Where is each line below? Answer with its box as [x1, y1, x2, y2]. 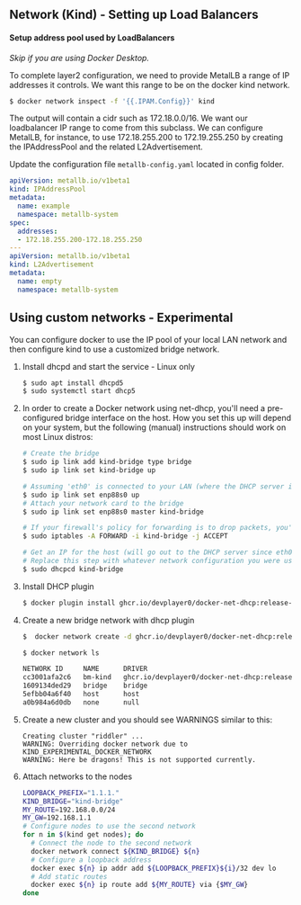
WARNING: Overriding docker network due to [22, 739, 189, 748]
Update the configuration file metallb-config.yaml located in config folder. [9, 159, 285, 170]
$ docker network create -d [22, 632, 132, 641]
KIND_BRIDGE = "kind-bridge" [22, 796, 124, 806]
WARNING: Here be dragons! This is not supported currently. [22, 755, 257, 764]
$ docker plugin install [22, 598, 116, 607]
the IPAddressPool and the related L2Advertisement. [9, 141, 204, 152]
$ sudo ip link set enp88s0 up [22, 490, 140, 499]
